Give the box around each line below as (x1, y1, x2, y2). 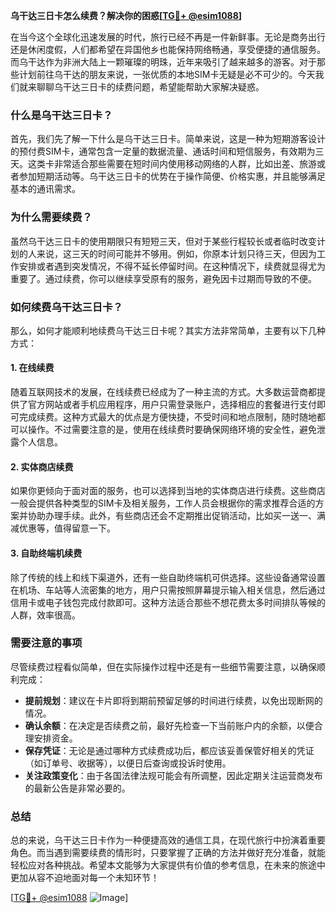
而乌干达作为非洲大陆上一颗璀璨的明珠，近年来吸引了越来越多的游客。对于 (10, 56, 317, 68)
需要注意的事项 (10, 636, 83, 650)
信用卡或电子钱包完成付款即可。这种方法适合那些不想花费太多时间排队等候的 (10, 596, 326, 608)
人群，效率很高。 (10, 609, 81, 621)
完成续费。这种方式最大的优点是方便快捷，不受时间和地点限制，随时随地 (18, 411, 317, 423)
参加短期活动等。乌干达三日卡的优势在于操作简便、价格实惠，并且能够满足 (18, 170, 326, 183)
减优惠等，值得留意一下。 (10, 522, 116, 534)
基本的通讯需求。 (10, 183, 81, 195)
